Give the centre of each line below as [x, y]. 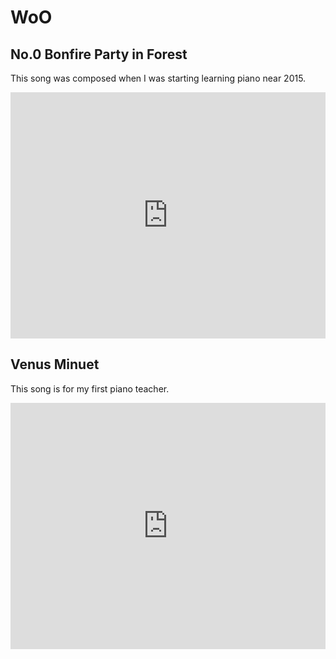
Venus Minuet [55, 364]
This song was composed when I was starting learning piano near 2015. [158, 78]
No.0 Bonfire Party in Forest [99, 54]
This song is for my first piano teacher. [90, 388]
